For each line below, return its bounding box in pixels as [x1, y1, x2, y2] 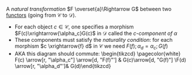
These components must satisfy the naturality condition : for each [14, 37, 173, 43]
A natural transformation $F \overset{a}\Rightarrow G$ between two [6, 6, 172, 12]
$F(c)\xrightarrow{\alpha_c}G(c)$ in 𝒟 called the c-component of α [14, 30, 177, 37]
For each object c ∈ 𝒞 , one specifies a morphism [14, 23, 134, 30]
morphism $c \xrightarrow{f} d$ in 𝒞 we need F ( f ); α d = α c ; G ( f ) [14, 42, 169, 51]
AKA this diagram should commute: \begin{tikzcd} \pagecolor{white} [14, 50, 181, 57]
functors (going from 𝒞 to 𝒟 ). [6, 12, 77, 19]
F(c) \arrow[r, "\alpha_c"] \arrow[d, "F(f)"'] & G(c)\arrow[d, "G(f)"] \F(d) [14, 56, 186, 63]
